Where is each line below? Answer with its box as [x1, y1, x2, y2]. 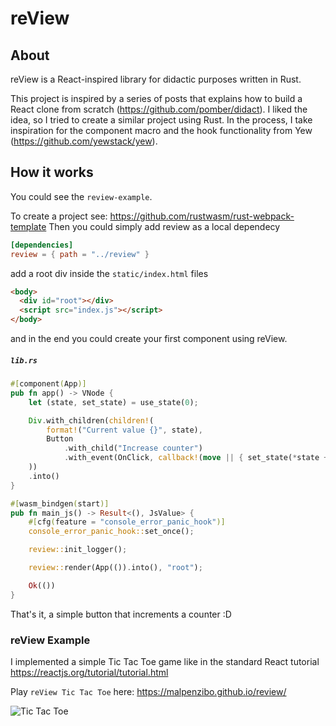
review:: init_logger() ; [28, 545, 128, 555]
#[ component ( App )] [10, 379, 87, 389]
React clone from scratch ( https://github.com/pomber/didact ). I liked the [10, 103, 308, 115]
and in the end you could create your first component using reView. [10, 333, 288, 345]
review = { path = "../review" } [10, 249, 150, 259]
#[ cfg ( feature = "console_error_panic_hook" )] [28, 517, 226, 527]
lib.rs [10, 355, 38, 366]
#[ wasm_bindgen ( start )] [10, 498, 110, 509]
